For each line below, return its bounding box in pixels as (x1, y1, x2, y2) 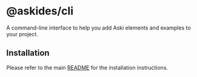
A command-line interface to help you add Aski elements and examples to (6, 24, 191, 31)
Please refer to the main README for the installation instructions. (6, 64, 169, 71)
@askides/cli (6, 4, 74, 18)
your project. (6, 30, 38, 37)
